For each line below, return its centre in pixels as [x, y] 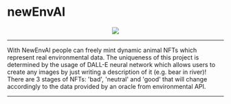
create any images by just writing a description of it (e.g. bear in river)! [107, 72]
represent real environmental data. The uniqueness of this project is [103, 57]
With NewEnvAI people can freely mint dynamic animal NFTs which [102, 50]
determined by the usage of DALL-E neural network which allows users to [111, 64]
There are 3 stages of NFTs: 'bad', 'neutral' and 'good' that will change [107, 79]
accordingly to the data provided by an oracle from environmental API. [107, 86]
